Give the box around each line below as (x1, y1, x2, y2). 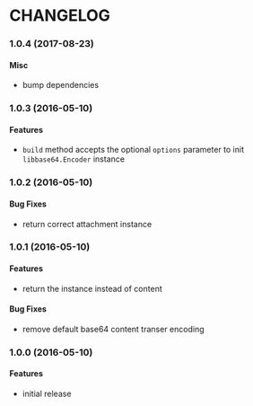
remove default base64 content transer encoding (22, 323, 205, 334)
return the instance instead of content (22, 283, 163, 294)
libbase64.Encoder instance (22, 154, 126, 164)
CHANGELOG (9, 5, 110, 26)
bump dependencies (22, 80, 100, 91)
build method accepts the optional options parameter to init (22, 145, 245, 155)
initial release (22, 388, 72, 400)
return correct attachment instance (22, 218, 153, 229)
